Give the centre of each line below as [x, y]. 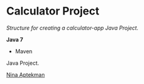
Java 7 [15, 39]
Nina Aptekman [26, 74]
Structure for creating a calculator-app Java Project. [72, 28]
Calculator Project [53, 11]
